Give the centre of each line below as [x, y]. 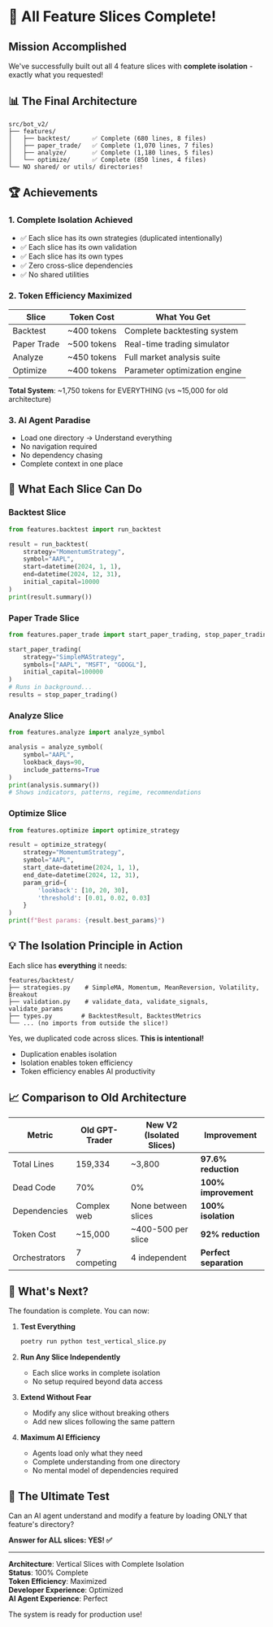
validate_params [36, 1009]
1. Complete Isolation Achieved [71, 220]
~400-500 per [159, 1229]
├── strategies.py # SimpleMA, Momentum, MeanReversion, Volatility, [134, 988]
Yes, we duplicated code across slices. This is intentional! [106, 1038]
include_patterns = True [61, 770]
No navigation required [58, 447]
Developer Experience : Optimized [66, 1590]
